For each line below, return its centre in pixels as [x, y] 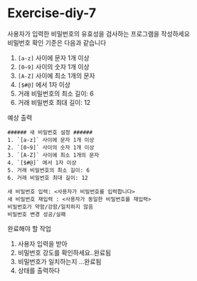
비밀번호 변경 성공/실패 [37, 214]
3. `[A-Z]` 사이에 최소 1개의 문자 [53, 155]
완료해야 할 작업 [30, 228]
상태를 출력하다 [39, 270]
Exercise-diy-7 [52, 13]
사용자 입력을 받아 [42, 243]
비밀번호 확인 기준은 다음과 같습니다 [57, 42]
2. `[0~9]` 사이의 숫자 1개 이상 [51, 148]
